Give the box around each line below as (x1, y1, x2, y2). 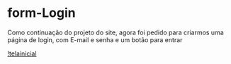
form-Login (7, 5, 76, 21)
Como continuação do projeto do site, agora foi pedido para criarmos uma (7, 28, 225, 37)
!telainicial (7, 49, 37, 58)
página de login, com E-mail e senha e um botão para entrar (7, 35, 183, 44)
